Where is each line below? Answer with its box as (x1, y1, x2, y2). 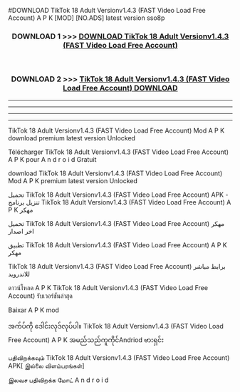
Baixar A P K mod (8, 306, 60, 314)
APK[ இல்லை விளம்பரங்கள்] (8, 361, 85, 370)
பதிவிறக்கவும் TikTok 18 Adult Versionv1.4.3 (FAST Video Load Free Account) (8, 353, 230, 362)
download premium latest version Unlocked (8, 133, 136, 142)
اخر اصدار (8, 227, 34, 235)
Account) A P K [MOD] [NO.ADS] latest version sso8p (8, 14, 165, 22)
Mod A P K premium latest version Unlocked (8, 176, 138, 185)
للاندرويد (8, 269, 31, 278)
